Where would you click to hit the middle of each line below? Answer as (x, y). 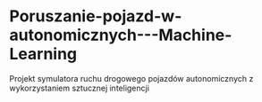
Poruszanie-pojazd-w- (96, 16)
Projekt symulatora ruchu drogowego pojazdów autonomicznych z (131, 78)
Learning (43, 54)
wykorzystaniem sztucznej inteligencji (80, 88)
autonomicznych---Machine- (121, 35)
